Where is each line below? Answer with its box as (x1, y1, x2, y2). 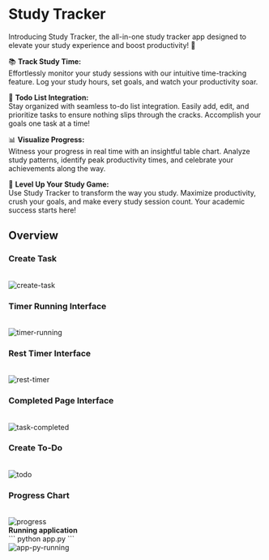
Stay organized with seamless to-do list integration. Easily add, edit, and (8, 101, 250, 110)
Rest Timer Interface (8, 347, 92, 359)
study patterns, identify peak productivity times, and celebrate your (8, 155, 233, 165)
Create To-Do (8, 442, 63, 454)
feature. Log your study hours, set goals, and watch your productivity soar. (8, 76, 258, 86)
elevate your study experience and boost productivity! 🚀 (8, 40, 196, 50)
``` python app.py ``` (8, 534, 75, 544)
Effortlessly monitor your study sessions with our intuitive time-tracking (8, 68, 247, 78)
